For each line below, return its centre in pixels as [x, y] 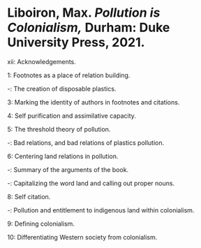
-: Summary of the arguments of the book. [68, 169]
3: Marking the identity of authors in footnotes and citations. [94, 102]
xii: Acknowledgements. [42, 61]
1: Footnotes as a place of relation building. [69, 75]
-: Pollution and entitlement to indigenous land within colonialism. [101, 210]
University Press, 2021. [76, 42]
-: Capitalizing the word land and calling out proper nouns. [91, 183]
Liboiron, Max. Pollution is [84, 13]
